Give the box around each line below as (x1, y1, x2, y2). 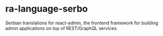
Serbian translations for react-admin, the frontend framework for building (5, 20, 158, 26)
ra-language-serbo (5, 3, 88, 15)
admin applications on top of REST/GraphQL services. (5, 25, 118, 31)
